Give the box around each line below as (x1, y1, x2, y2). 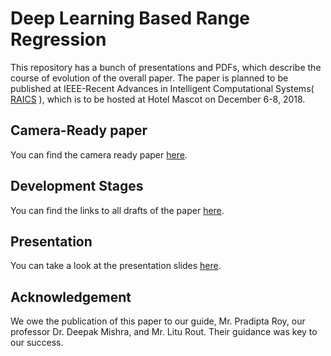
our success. (10, 337, 64, 349)
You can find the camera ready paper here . (10, 148, 188, 161)
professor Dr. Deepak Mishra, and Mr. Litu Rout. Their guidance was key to (10, 326, 318, 338)
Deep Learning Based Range (10, 7, 251, 30)
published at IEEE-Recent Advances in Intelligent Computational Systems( (10, 82, 315, 94)
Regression (10, 28, 107, 51)
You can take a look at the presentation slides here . (10, 260, 222, 272)
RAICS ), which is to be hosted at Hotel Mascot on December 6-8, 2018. (10, 93, 306, 105)
